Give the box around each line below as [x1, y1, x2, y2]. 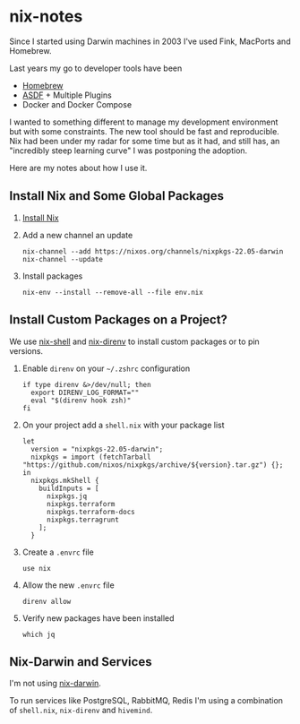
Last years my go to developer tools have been [9, 63, 183, 73]
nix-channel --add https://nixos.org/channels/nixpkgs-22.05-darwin [21, 246, 284, 256]
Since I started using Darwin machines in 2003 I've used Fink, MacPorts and [9, 36, 291, 47]
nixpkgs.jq [46, 491, 88, 501]
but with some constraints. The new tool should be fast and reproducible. [9, 125, 279, 136]
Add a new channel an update [21, 229, 133, 240]
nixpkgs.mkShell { [30, 476, 99, 485]
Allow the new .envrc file [21, 580, 115, 590]
